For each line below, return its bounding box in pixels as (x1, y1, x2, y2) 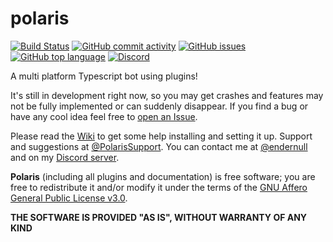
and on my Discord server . (10, 151, 120, 163)
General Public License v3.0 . (10, 192, 128, 204)
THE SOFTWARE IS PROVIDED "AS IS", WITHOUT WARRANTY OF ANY (10, 211, 308, 223)
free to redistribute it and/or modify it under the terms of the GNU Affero (10, 181, 308, 193)
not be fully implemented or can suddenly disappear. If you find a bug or (10, 100, 309, 112)
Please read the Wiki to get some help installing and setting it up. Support (10, 130, 313, 142)
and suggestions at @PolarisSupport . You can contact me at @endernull (10, 140, 308, 152)
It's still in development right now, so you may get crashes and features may (10, 89, 324, 101)
